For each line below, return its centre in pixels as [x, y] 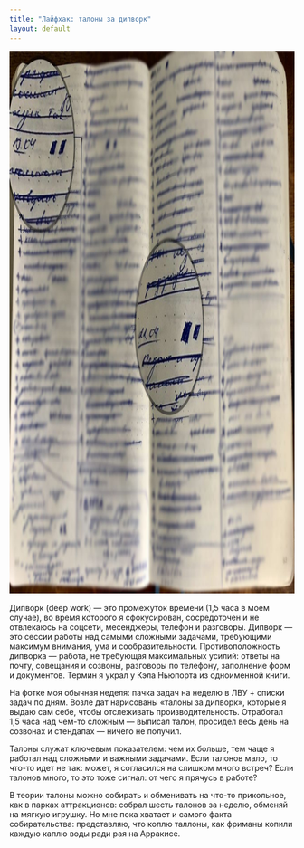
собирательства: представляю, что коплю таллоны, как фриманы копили [151, 824]
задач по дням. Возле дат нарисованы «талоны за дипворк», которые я [148, 702]
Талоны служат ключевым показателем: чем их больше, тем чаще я [142, 748]
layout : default [40, 29]
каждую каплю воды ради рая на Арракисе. [95, 834]
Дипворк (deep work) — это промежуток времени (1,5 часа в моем [139, 607]
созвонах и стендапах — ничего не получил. [96, 731]
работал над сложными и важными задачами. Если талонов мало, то [144, 758]
